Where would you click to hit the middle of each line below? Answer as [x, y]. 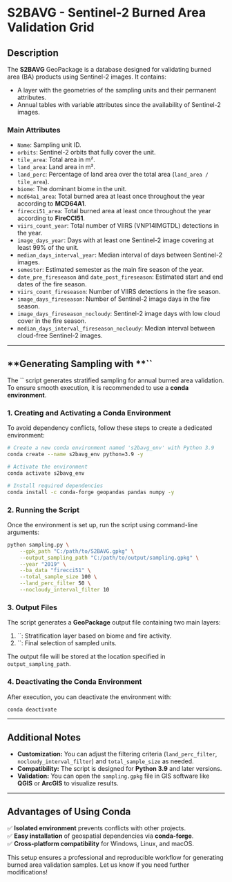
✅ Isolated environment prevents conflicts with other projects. [97, 828]
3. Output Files [32, 607]
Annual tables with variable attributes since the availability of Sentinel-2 [119, 105]
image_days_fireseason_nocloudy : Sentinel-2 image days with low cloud [119, 314]
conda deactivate [32, 709]
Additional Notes [44, 737]
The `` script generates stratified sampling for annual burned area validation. [116, 380]
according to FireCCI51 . [51, 218]
